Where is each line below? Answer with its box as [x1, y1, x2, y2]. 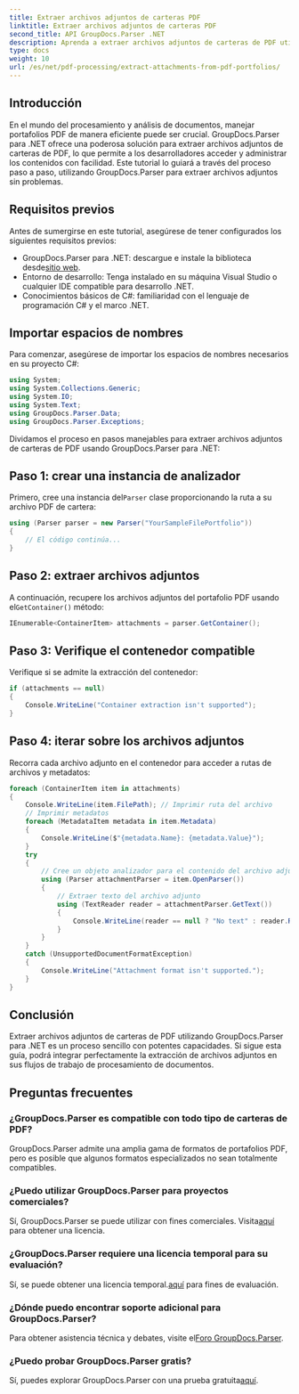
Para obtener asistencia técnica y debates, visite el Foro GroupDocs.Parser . [9, 1333, 284, 1343]
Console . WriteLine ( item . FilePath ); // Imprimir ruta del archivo [25, 801, 273, 810]
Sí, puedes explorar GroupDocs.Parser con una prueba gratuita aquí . [9, 1375, 259, 1386]
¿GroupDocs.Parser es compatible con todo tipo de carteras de [9, 1112, 287, 1124]
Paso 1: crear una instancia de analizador [9, 469, 241, 484]
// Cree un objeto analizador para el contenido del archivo [41, 867, 273, 876]
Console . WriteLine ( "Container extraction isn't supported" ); [25, 701, 256, 710]
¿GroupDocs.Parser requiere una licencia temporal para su [9, 1248, 269, 1260]
